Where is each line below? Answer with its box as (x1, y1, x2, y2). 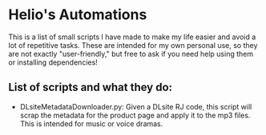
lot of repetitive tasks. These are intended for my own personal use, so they (8, 40, 258, 50)
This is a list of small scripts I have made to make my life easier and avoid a (8, 32, 256, 42)
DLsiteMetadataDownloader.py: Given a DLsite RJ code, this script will (19, 101, 252, 111)
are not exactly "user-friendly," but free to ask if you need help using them (8, 49, 254, 58)
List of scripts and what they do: (8, 81, 173, 94)
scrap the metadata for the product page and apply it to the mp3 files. (19, 110, 251, 120)
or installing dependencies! (8, 58, 98, 67)
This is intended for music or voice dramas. (19, 118, 163, 129)
